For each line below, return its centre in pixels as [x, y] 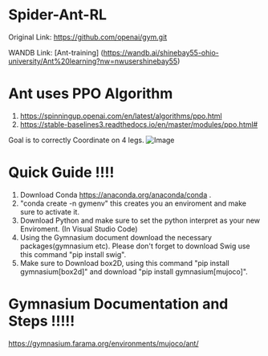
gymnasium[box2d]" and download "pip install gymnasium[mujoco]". [134, 272]
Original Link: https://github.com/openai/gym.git [88, 37]
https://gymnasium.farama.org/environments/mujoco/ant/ [104, 343]
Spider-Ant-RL [57, 15]
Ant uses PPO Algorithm [91, 94]
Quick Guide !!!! [61, 172]
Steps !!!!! [42, 321]
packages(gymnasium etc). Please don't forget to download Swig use [135, 246]
